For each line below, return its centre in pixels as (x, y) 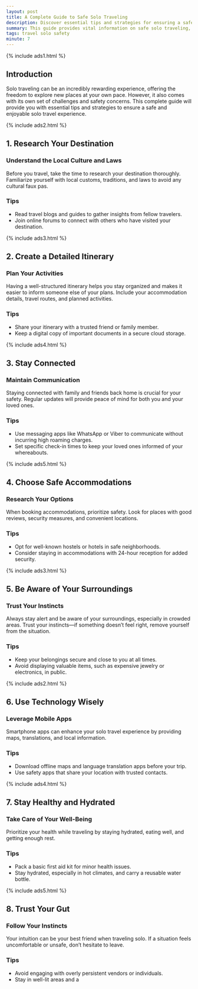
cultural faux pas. (27, 186)
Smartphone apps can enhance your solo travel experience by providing (94, 732)
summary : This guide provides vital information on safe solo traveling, (99, 28)
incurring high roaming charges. (54, 440)
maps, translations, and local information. (56, 738)
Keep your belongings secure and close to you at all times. (86, 660)
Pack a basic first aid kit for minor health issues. (73, 866)
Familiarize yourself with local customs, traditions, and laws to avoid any (94, 179)
